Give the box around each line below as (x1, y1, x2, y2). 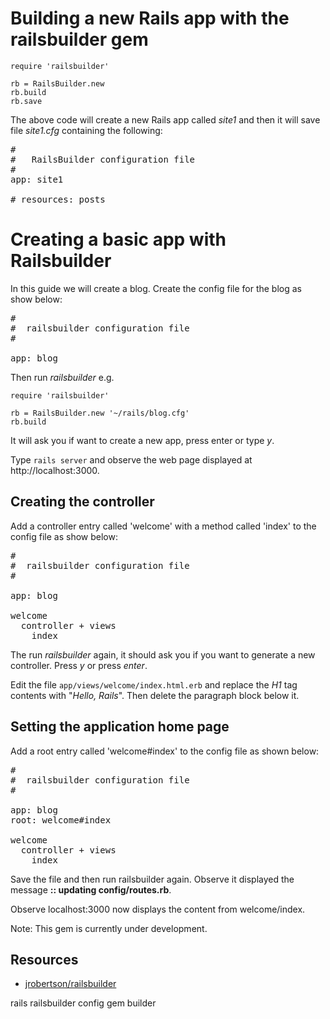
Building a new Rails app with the (10, 7, 290, 30)
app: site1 (10, 173, 64, 185)
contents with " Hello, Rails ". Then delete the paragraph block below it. (10, 689, 300, 701)
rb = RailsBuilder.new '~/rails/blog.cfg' (10, 408, 190, 418)
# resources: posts (10, 193, 106, 205)
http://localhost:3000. (10, 464, 100, 476)
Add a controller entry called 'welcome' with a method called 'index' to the (10, 520, 317, 532)
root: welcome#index (10, 814, 112, 826)
